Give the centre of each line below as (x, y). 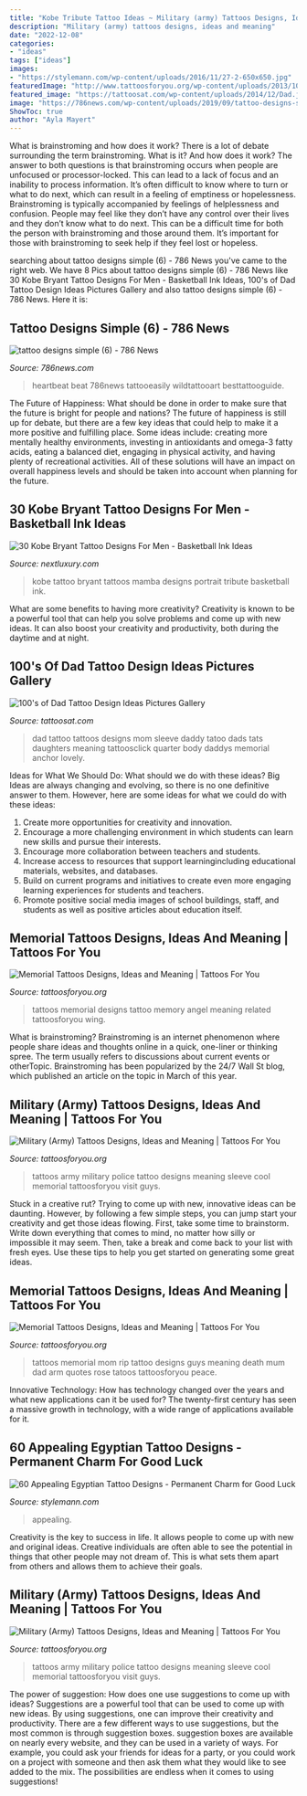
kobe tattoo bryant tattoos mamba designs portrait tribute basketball (160, 581)
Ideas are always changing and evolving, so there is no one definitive (139, 785)
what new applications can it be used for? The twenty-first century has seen (153, 1400)
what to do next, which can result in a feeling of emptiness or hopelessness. (153, 195)
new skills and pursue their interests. (92, 841)
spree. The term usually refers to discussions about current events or (140, 1057)
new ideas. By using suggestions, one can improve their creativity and (142, 1713)
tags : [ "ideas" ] (40, 60)
